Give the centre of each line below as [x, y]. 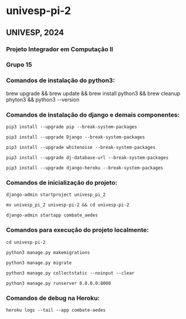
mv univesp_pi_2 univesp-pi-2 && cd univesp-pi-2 [68, 205]
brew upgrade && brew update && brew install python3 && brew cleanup [93, 93]
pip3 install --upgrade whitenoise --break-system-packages [81, 148]
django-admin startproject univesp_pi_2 [56, 195]
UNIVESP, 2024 [35, 33]
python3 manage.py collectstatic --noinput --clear [70, 273]
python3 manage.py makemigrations [48, 252]
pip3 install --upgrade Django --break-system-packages [75, 137]
